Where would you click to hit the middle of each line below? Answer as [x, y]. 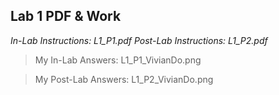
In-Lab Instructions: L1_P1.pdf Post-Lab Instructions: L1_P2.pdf [139, 40]
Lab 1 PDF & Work [66, 16]
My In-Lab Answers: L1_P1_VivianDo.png [118, 60]
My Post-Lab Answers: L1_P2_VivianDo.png [124, 79]
